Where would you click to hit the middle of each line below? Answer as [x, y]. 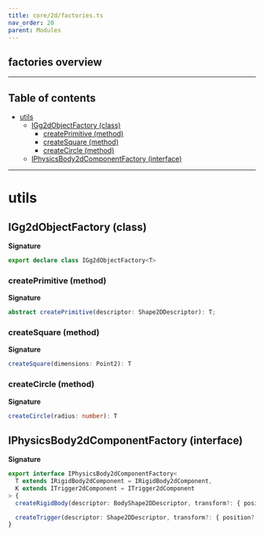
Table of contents [52, 98]
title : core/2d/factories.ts [56, 15]
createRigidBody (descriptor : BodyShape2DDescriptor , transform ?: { [128, 503]
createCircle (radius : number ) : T [63, 416]
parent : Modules [35, 30]
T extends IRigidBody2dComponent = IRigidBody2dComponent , [114, 482]
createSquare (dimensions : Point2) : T [70, 364]
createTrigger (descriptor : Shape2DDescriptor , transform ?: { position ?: [137, 517]
